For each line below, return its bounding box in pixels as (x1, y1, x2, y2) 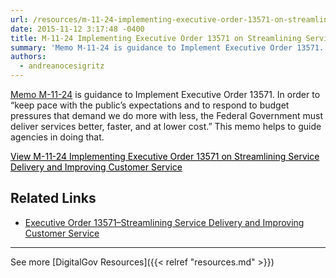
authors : (10, 52, 47, 62)
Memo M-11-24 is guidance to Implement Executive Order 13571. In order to (10, 89, 321, 100)
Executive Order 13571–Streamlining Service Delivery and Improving (24, 216, 305, 228)
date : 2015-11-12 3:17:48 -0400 (10, 24, 145, 34)
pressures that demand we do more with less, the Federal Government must (10, 110, 324, 121)
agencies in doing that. (10, 131, 105, 143)
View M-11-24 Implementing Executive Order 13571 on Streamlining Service (10, 151, 320, 162)
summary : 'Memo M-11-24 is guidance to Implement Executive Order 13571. (10, 42, 325, 53)
